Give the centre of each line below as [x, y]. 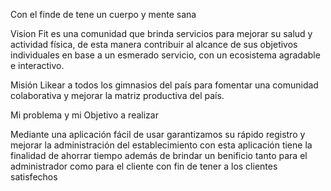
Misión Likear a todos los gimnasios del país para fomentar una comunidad [164, 85]
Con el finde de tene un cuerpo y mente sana [103, 14]
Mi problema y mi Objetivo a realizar [84, 115]
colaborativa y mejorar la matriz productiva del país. [117, 95]
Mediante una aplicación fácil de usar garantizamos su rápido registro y [158, 134]
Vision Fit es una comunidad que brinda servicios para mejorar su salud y [161, 33]
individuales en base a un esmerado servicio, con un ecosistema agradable [165, 55]
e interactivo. [37, 65]
